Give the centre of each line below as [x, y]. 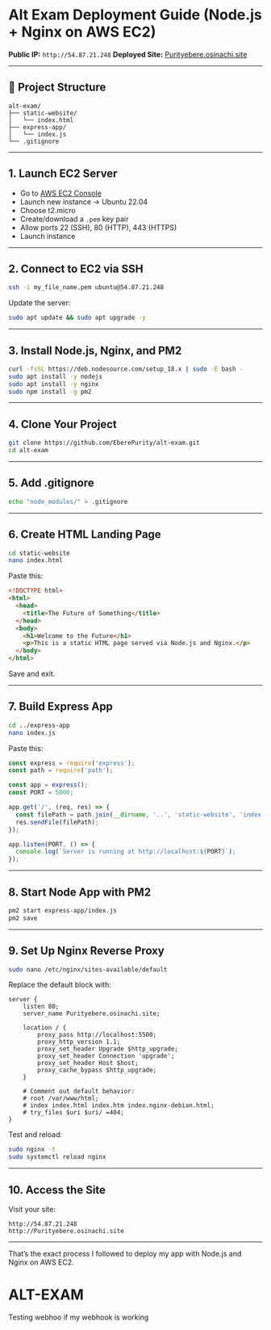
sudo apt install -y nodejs [56, 376]
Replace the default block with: [60, 985]
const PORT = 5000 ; [41, 793]
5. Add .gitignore [51, 483]
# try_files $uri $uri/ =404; [74, 1113]
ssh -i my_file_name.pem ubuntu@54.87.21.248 [86, 287]
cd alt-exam [28, 451]
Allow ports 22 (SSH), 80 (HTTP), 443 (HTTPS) [98, 227]
